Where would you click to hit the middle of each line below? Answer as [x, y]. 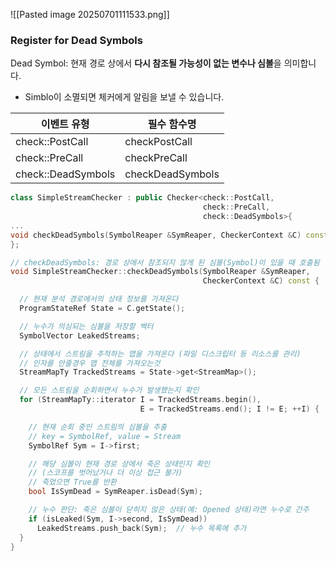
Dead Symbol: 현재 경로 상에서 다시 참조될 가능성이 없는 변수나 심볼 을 [146, 63]
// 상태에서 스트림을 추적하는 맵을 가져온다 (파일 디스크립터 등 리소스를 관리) [160, 354]
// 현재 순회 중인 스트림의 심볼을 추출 [98, 427]
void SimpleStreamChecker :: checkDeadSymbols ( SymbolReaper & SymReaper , [160, 272]
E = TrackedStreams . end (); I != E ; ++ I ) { [229, 409]
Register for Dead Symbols [76, 40]
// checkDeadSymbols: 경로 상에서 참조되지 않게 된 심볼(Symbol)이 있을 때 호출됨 [165, 262]
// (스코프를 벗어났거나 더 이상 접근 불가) [105, 473]
